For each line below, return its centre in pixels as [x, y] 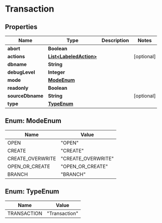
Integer [56, 72]
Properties [21, 27]
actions [16, 56]
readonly [18, 88]
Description [115, 40]
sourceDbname [25, 96]
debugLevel [21, 72]
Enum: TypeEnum [32, 192]
